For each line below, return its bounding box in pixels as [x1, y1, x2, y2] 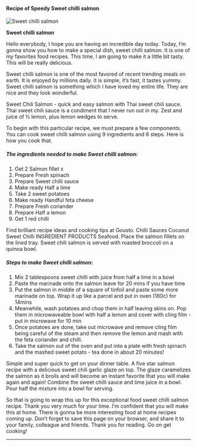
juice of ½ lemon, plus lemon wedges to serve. [6, 113, 119, 120]
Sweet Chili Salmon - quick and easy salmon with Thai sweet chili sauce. [6, 100, 182, 108]
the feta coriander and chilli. [14, 336, 83, 343]
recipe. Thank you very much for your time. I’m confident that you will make [6, 403, 189, 410]
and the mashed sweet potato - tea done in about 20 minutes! [14, 348, 164, 356]
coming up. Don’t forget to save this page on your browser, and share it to [6, 415, 185, 422]
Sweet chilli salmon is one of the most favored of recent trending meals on [6, 71, 186, 78]
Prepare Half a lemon [14, 209, 66, 216]
